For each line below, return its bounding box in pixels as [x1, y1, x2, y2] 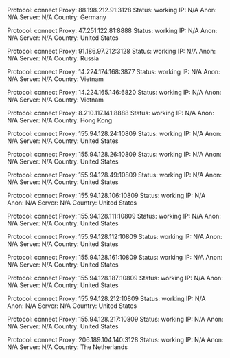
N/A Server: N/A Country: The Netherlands [7, 343, 128, 351]
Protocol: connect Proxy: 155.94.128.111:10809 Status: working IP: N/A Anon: [7, 212, 222, 220]
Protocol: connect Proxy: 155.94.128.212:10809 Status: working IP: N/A [7, 295, 206, 302]
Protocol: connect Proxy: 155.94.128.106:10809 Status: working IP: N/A [7, 192, 206, 199]
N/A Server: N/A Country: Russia [7, 54, 100, 63]
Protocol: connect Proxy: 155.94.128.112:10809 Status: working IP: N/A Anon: [7, 233, 222, 240]
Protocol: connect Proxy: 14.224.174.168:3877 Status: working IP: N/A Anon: [7, 68, 221, 76]
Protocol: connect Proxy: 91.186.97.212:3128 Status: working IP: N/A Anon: [7, 47, 216, 55]
